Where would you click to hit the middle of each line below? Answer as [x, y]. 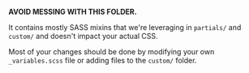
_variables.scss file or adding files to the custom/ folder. [103, 60]
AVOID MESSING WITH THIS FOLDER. [73, 12]
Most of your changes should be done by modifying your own [112, 52]
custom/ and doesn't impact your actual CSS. [83, 36]
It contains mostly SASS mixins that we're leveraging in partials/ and [125, 27]
